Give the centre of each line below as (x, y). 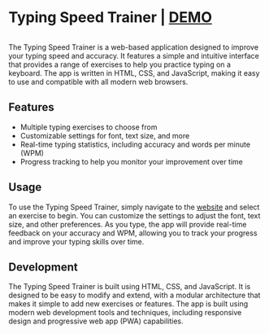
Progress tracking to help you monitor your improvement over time (132, 161)
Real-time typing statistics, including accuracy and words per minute (135, 144)
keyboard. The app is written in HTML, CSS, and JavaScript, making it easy (134, 73)
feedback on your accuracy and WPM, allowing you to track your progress (133, 233)
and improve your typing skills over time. (76, 241)
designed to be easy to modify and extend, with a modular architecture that (134, 295)
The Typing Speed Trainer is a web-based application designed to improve (133, 47)
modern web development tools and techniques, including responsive (125, 313)
